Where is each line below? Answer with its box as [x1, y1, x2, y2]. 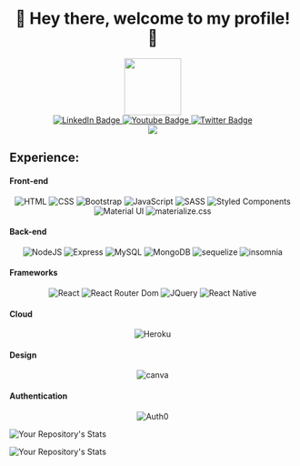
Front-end [9, 175, 48, 186]
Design [9, 349, 37, 360]
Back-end [9, 227, 47, 238]
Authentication [9, 390, 68, 401]
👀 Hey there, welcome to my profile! [15, 8, 291, 29]
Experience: [9, 150, 80, 166]
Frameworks [9, 268, 58, 279]
